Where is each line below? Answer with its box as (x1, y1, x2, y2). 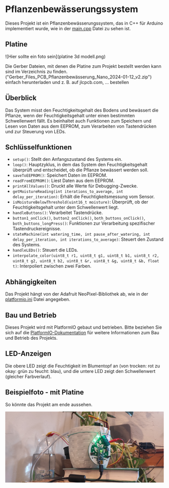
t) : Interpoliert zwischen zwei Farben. (12, 263, 92, 269)
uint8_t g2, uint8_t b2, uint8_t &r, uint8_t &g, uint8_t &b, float (12, 259, 159, 264)
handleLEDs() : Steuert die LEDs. (12, 247, 78, 253)
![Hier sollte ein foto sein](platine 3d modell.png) (5, 53, 106, 59)
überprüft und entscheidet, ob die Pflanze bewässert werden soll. (12, 167, 149, 173)
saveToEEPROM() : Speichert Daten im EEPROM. (12, 172, 108, 178)
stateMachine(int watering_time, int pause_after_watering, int (12, 232, 150, 237)
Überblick (5, 94, 37, 103)
